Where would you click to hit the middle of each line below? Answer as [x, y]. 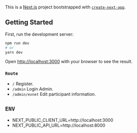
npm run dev [17, 43]
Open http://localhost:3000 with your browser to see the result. [69, 62]
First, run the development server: [39, 34]
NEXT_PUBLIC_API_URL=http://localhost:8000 [59, 125]
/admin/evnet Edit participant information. [54, 94]
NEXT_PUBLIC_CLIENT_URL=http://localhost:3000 [63, 120]
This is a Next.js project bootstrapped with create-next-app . [66, 7]
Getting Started [29, 22]
